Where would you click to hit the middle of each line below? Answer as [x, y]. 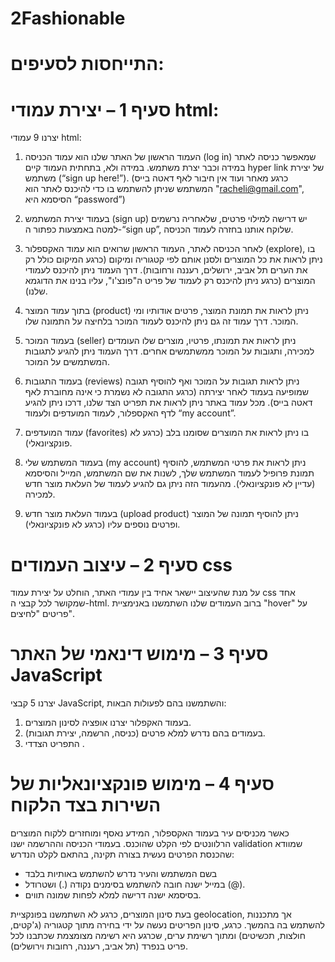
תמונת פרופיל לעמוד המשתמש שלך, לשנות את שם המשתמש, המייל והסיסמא [169, 473]
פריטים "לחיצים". [43, 614]
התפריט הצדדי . [54, 744]
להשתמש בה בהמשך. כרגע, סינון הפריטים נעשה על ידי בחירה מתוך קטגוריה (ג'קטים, [168, 925]
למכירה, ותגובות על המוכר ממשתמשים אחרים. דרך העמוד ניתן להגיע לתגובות [169, 351]
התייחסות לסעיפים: [87, 64]
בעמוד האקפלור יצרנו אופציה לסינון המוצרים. [108, 723]
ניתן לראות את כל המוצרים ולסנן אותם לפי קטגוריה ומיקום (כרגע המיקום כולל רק [173, 259]
